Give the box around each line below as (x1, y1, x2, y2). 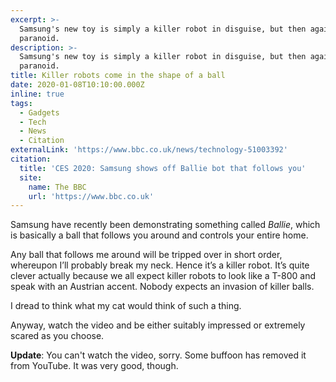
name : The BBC (28, 182, 87, 192)
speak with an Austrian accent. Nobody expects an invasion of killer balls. (10, 281, 315, 293)
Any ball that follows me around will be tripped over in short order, (10, 249, 283, 261)
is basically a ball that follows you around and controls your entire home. (10, 229, 309, 241)
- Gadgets (19, 107, 60, 118)
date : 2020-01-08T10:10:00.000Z (10, 80, 145, 90)
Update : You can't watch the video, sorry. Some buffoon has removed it (10, 349, 307, 361)
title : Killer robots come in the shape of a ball (10, 71, 226, 81)
